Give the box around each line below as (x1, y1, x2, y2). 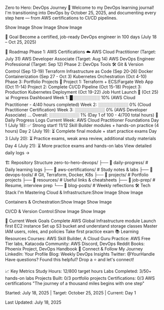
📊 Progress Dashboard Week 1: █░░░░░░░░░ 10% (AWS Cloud (5, 95, 136, 100)
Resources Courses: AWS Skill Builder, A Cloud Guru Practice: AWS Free (5, 236, 150, 241)
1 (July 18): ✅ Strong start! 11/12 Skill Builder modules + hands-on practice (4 (5, 123, 159, 128)
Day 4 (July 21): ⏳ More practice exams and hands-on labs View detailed (5, 143, 152, 148)
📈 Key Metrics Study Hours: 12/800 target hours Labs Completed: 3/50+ (5, 269, 152, 274)
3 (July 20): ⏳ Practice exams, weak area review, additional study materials (5, 136, 156, 141)
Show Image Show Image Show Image (5, 24, 82, 30)
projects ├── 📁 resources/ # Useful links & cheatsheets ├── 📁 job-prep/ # (5, 177, 156, 183)
